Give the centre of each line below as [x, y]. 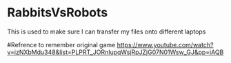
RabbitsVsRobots [58, 13]
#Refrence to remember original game [61, 45]
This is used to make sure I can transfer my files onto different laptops [107, 32]
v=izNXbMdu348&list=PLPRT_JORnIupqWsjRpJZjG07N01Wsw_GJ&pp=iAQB [115, 52]
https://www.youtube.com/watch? [165, 45]
